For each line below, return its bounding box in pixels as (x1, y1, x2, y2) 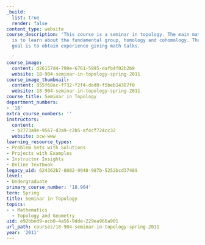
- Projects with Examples (6, 150, 72, 156)
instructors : (6, 116, 40, 122)
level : (6, 173, 23, 179)
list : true (12, 15, 40, 21)
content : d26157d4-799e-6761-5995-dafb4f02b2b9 (12, 65, 135, 71)
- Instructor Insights (6, 156, 64, 162)
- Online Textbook (6, 162, 53, 168)
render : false (12, 20, 48, 26)
